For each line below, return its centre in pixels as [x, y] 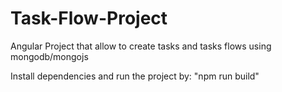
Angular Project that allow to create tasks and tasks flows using [141, 46]
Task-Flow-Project [89, 18]
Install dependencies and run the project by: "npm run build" [135, 76]
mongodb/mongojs [49, 56]
